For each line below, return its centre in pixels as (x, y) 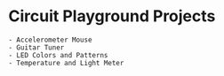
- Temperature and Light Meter (66, 63)
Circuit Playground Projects (112, 16)
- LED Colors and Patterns (58, 55)
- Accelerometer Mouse (50, 40)
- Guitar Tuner (36, 47)
